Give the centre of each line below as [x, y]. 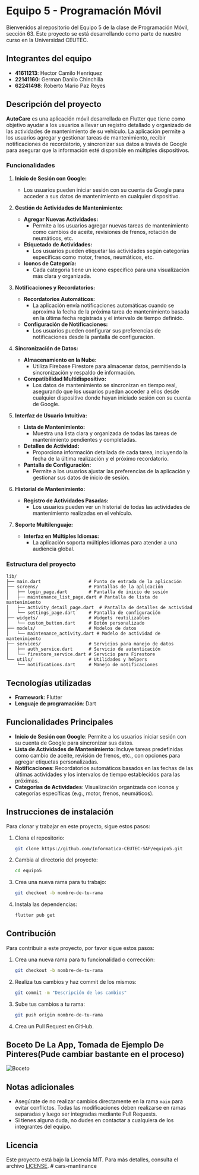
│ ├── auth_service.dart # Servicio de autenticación [83, 649]
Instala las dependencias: [46, 904]
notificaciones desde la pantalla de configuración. [94, 337]
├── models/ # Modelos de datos [71, 628]
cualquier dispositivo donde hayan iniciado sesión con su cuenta [112, 398]
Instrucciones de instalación [60, 812]
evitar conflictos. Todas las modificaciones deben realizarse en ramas [100, 1108]
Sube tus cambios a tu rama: [50, 1004]
